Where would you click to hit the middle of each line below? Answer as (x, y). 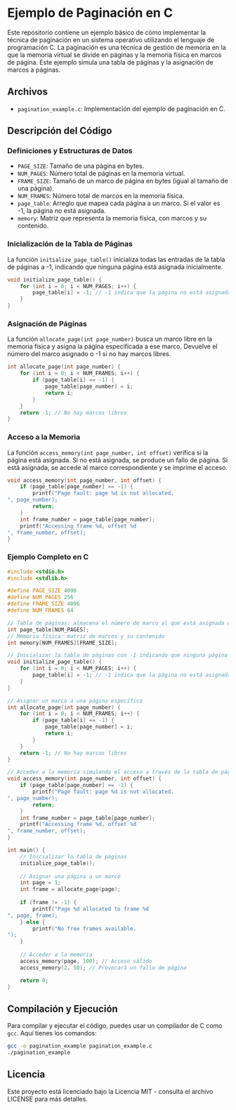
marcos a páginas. (34, 70)
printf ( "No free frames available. (85, 929)
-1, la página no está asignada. (62, 211)
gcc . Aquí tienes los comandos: (52, 1033)
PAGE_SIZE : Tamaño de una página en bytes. (81, 166)
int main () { (26, 850)
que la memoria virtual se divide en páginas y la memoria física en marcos (114, 55)
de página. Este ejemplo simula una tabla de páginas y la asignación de (110, 62)
